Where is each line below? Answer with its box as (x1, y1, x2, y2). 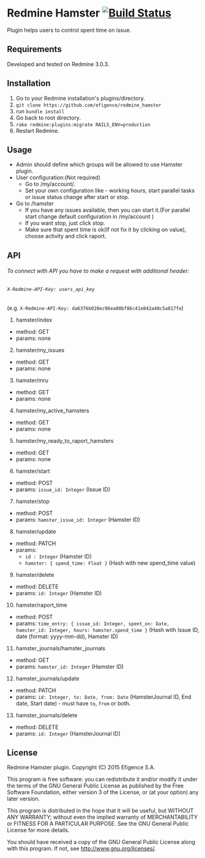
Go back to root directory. (15, 114, 81, 121)
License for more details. (7, 827, 70, 834)
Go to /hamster (15, 200, 54, 208)
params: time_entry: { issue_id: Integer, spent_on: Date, (15, 619, 170, 627)
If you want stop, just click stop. (24, 219, 106, 227)
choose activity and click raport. (24, 233, 106, 240)
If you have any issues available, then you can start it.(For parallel (24, 206, 190, 214)
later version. (7, 795, 40, 802)
